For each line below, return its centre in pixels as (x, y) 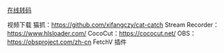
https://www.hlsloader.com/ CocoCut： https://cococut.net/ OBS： (102, 33)
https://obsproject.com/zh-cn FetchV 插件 (67, 42)
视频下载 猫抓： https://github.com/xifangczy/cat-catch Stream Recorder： (113, 25)
